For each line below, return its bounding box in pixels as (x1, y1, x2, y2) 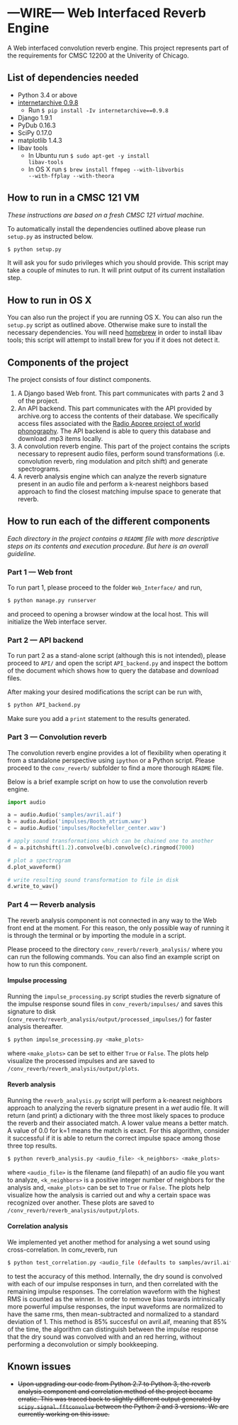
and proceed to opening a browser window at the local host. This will (7, 610, 209, 619)
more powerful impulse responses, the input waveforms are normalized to (7, 1302, 223, 1311)
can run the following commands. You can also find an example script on (7, 952, 220, 961)
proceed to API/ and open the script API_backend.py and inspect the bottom (7, 659, 228, 668)
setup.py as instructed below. (7, 232, 93, 240)
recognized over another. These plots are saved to (7, 1198, 154, 1207)
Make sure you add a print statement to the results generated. (7, 715, 191, 723)
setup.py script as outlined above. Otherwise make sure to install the (7, 321, 208, 329)
